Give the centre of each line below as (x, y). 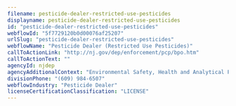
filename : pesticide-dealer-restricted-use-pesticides (89, 14)
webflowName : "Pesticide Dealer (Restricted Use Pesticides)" (100, 46)
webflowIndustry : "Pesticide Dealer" (63, 85)
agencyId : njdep (31, 66)
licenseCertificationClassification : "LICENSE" (78, 91)
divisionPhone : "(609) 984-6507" (56, 78)
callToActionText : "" (39, 59)
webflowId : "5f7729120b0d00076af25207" (66, 33)
